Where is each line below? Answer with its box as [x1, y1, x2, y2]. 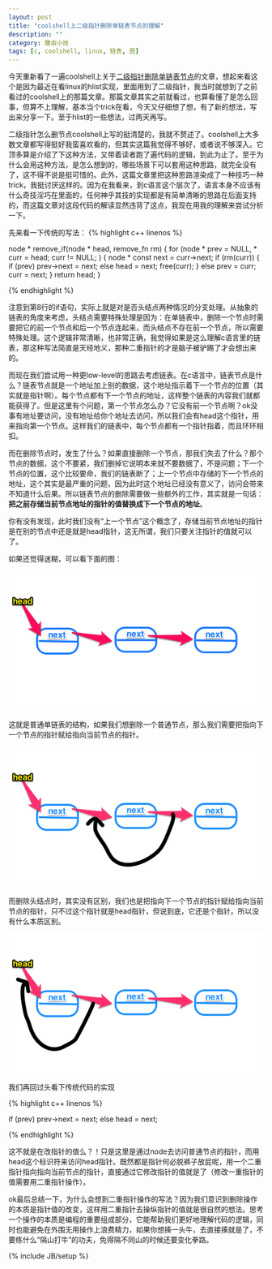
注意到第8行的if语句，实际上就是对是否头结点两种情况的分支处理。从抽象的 [8, 303, 259, 312]
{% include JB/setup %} [8, 1250, 89, 1261]
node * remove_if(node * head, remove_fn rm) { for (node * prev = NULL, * [8, 244, 257, 254]
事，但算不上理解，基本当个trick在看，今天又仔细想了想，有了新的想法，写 [8, 102, 257, 112]
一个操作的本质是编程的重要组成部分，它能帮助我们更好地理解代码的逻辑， [8, 1214, 257, 1224]
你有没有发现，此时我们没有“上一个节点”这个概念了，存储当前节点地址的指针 [8, 516, 263, 527]
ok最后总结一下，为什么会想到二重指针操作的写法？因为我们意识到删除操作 [8, 1194, 258, 1204]
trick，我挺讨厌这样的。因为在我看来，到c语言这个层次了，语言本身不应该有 [8, 180, 261, 190]
